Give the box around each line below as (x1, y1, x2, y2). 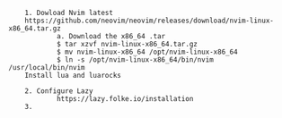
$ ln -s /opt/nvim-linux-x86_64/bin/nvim (56, 55, 215, 64)
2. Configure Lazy (24, 87, 93, 96)
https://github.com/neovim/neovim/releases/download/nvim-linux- (24, 16, 275, 25)
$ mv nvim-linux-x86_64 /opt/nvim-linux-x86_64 (56, 47, 239, 56)
